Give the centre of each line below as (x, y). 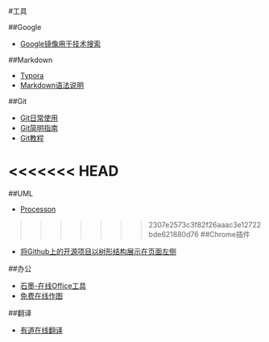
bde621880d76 (174, 234)
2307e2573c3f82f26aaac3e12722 (205, 224)
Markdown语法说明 (52, 85)
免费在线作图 (41, 295)
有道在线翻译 (41, 330)
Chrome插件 (230, 234)
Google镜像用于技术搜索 (60, 44)
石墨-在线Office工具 (53, 286)
